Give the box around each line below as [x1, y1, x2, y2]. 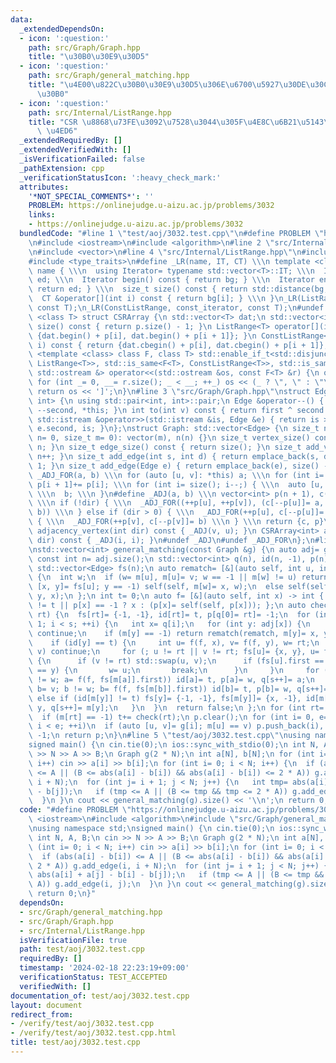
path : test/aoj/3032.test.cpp [19, 944, 145, 955]
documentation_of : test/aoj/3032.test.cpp [10, 991, 190, 1001]
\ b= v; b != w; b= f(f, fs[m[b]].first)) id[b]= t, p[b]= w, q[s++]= [28, 684, 329, 694]
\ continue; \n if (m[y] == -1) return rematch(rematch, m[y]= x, [28, 628, 320, 638]
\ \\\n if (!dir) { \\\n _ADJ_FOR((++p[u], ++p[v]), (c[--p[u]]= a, [28, 498, 325, 508]
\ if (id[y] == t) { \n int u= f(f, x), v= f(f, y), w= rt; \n [28, 637, 320, 648]
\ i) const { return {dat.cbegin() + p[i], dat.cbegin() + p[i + [28, 340, 307, 350]
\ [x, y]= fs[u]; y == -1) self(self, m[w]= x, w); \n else [28, 582, 284, 592]
